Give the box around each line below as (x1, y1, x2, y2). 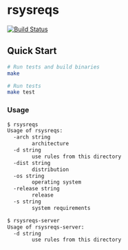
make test (7, 89, 36, 96)
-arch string (13, 134, 51, 141)
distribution (32, 166, 70, 173)
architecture (32, 141, 70, 148)
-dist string (13, 159, 51, 166)
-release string (13, 186, 60, 193)
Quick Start (7, 45, 57, 57)
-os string (13, 172, 45, 179)
